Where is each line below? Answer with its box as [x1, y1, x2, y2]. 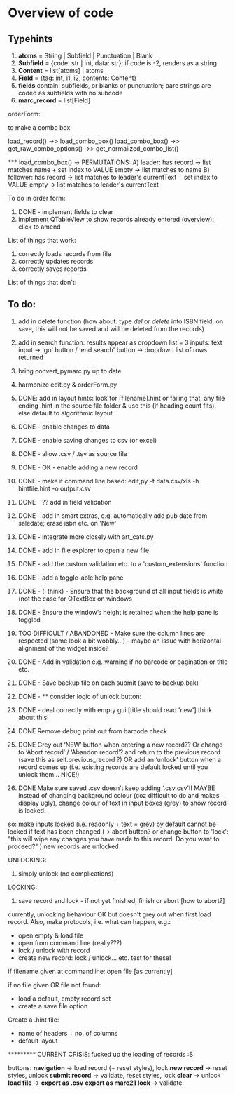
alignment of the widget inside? [17, 643, 109, 652]
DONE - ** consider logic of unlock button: [17, 692, 142, 700]
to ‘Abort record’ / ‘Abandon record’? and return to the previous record [17, 747, 221, 756]
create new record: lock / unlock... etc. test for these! [17, 953, 171, 962]
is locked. [17, 806, 46, 815]
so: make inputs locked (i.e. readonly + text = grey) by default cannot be [8, 820, 216, 828]
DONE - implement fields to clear [17, 208, 114, 215]
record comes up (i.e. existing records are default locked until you [17, 763, 208, 771]
